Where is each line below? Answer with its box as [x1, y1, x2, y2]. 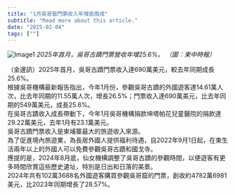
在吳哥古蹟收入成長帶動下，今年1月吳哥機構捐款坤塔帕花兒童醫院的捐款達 [7, 110, 222, 118]
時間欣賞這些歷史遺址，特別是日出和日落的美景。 [13, 162, 157, 171]
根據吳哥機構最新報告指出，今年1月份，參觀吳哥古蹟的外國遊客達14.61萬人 [7, 83, 224, 92]
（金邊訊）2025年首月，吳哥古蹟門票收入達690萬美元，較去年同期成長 [7, 65, 215, 74]
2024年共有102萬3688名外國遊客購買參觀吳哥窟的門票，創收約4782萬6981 [7, 171, 227, 180]
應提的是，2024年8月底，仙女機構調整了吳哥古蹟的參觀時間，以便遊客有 [7, 153, 220, 162]
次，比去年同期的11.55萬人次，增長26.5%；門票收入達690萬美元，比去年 [7, 92, 220, 100]
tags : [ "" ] [7, 30, 40, 37]
